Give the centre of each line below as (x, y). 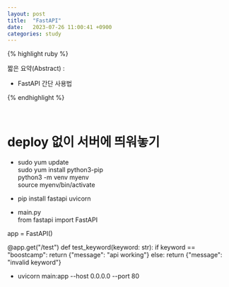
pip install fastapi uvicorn (54, 198)
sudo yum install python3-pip (60, 170)
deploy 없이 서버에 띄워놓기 (84, 142)
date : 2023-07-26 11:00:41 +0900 (60, 27)
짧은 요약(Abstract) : (36, 69)
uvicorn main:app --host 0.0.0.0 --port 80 (78, 276)
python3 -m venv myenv (53, 177)
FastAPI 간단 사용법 (45, 84)
